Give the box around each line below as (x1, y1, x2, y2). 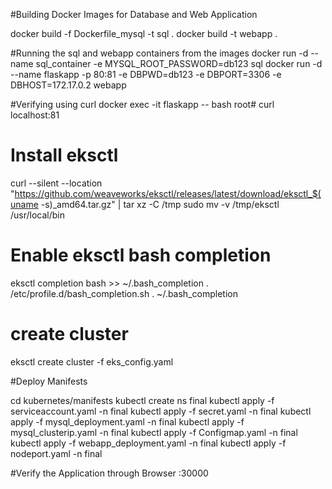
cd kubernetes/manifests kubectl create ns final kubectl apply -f (10, 394, 275, 406)
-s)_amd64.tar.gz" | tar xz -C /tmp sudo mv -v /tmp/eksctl (40, 198, 280, 210)
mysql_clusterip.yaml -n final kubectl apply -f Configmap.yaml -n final (10, 426, 298, 438)
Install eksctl (10, 144, 119, 167)
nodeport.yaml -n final (10, 447, 103, 459)
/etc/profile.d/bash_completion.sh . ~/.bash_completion (10, 287, 238, 299)
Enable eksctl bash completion (10, 244, 272, 267)
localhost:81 (10, 109, 60, 121)
